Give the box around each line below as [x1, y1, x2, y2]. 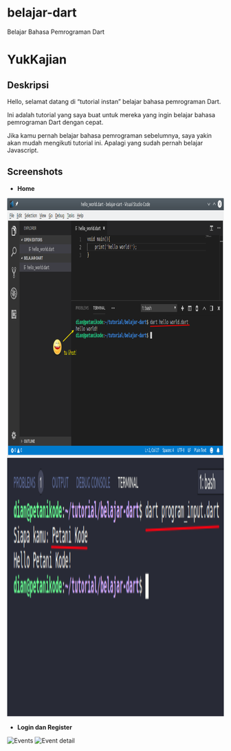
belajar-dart [7, 5, 77, 21]
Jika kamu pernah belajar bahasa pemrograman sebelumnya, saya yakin [7, 131, 212, 139]
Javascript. [7, 146, 39, 154]
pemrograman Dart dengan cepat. [7, 118, 104, 126]
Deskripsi [7, 79, 49, 91]
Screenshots [7, 166, 63, 178]
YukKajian [7, 52, 67, 68]
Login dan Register [16, 723, 72, 731]
